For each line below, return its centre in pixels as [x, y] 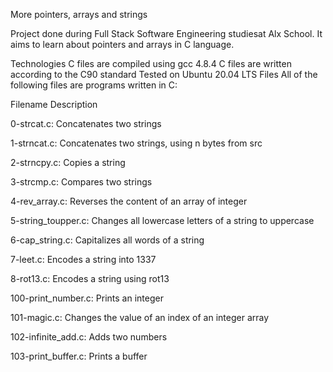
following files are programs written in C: [94, 85]
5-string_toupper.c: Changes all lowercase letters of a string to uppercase [162, 220]
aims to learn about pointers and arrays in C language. [122, 44]
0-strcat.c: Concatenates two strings [86, 123]
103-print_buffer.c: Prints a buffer [79, 356]
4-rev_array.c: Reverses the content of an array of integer [129, 201]
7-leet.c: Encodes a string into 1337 [83, 259]
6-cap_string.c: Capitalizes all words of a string [107, 240]
